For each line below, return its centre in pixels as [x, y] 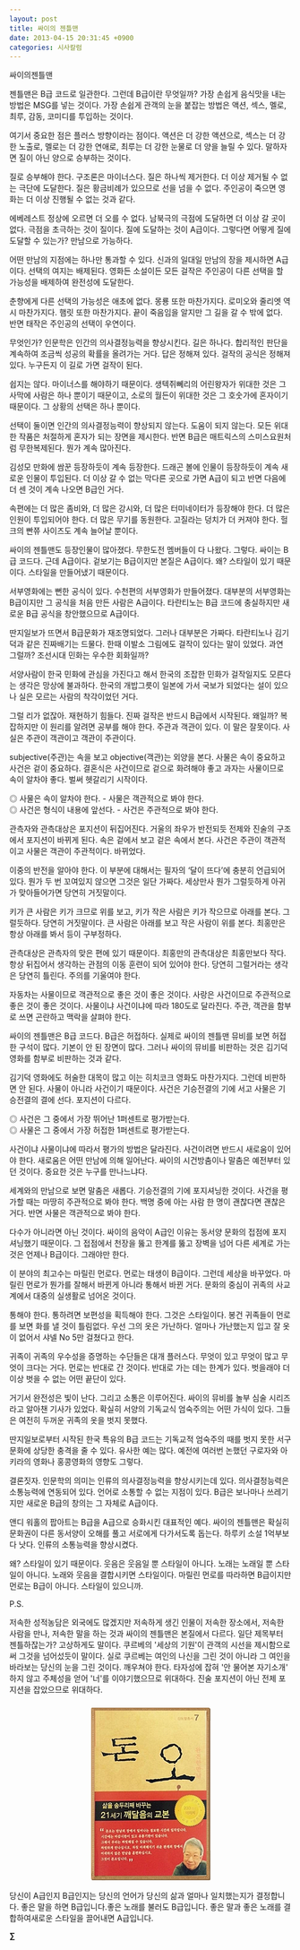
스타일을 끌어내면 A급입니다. [104, 1919]
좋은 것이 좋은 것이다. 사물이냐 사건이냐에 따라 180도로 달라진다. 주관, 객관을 [142, 1006]
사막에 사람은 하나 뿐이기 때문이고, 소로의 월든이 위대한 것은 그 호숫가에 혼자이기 [149, 395]
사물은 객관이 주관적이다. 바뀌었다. [86, 851]
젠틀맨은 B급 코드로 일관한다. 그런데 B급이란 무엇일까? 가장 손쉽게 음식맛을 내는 [148, 94]
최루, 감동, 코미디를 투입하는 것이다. [72, 116]
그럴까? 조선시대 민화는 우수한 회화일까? [79, 655]
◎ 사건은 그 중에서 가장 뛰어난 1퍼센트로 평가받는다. [99, 1119]
